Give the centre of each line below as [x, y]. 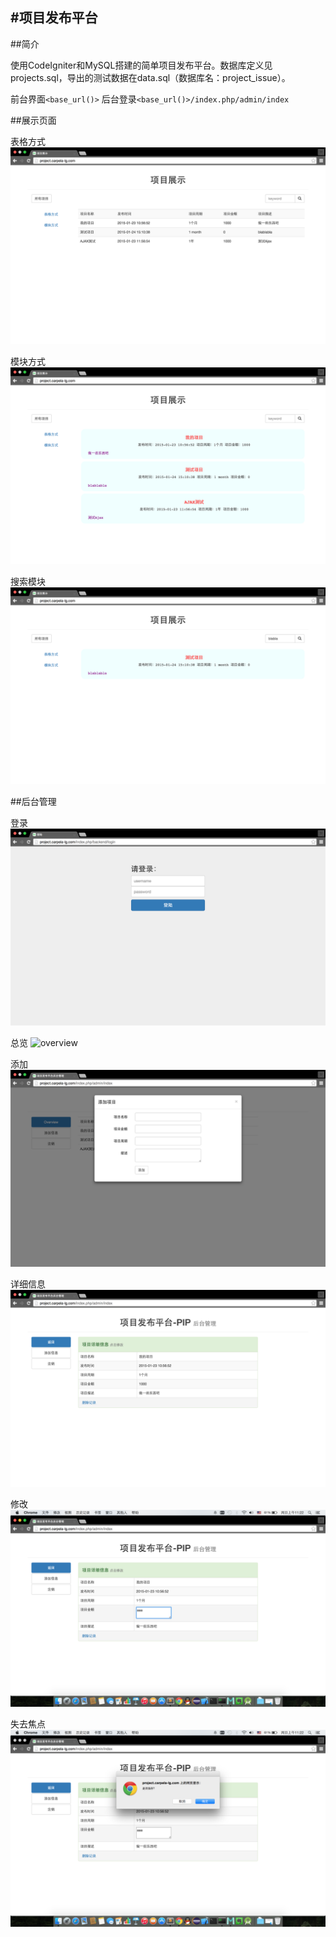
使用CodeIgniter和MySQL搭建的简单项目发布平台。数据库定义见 [141, 65]
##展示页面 [33, 120]
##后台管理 [33, 801]
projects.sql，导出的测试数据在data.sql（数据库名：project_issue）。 [150, 77]
